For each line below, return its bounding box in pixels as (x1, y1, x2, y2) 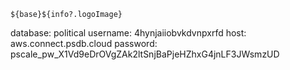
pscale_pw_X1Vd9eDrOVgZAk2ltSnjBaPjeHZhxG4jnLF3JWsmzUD (10, 48, 280, 60)
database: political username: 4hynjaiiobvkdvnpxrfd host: (10, 27, 247, 39)
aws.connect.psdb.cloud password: (10, 38, 158, 49)
